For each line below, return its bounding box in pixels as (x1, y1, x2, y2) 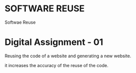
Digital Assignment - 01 (4, 36, 103, 48)
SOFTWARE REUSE (4, 3, 85, 14)
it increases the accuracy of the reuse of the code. (4, 62, 109, 68)
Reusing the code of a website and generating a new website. (4, 53, 132, 59)
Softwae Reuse (4, 19, 36, 25)
